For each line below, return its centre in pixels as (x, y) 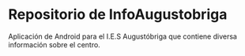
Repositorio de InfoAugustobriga (118, 15)
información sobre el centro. (54, 44)
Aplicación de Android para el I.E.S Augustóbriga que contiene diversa (122, 36)
